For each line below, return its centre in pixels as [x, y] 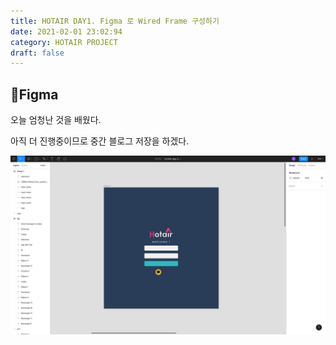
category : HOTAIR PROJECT [64, 42]
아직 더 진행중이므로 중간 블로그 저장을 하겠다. [100, 141]
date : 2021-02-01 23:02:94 [66, 31]
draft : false [37, 53]
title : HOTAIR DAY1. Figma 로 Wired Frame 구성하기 [115, 21]
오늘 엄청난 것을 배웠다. [56, 120]
